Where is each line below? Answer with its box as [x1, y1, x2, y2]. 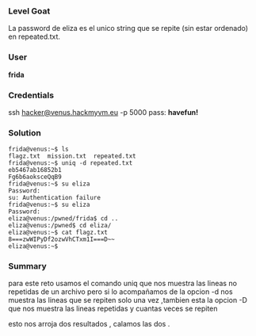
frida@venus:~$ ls [8, 145, 69, 154]
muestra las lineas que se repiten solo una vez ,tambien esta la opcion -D [8, 296, 248, 305]
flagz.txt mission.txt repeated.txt [8, 152, 136, 160]
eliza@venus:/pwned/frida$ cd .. [8, 215, 119, 223]
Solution [8, 127, 42, 138]
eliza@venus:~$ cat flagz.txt [8, 228, 109, 237]
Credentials [8, 90, 54, 101]
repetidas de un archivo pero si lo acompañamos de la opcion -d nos [8, 287, 233, 296]
